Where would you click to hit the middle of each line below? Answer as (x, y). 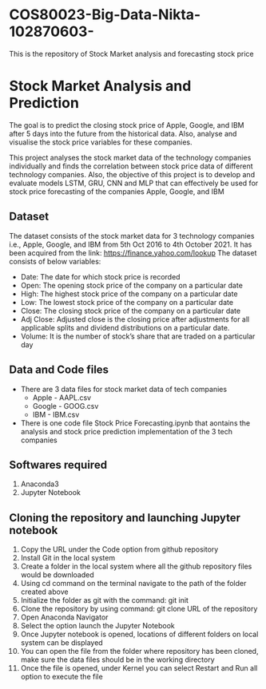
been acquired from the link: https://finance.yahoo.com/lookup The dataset (133, 252)
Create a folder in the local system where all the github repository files (136, 566)
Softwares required (58, 465)
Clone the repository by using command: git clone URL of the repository (139, 609)
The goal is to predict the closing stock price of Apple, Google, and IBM (127, 125)
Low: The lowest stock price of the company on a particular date (127, 302)
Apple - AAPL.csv (62, 398)
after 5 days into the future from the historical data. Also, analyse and (123, 133)
